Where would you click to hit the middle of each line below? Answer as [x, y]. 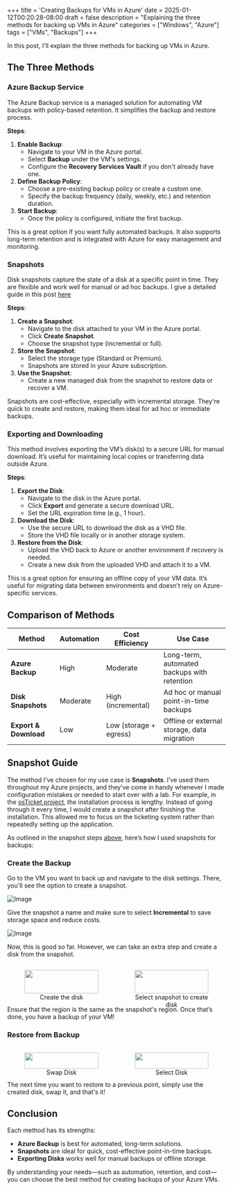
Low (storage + [131, 725]
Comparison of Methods [61, 615]
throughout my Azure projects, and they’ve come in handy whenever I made [116, 787]
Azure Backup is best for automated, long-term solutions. [100, 1144]
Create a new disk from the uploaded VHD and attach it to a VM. [119, 565]
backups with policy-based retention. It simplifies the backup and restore [112, 110]
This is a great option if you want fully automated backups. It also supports [114, 232]
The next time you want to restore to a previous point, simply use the [105, 1084]
